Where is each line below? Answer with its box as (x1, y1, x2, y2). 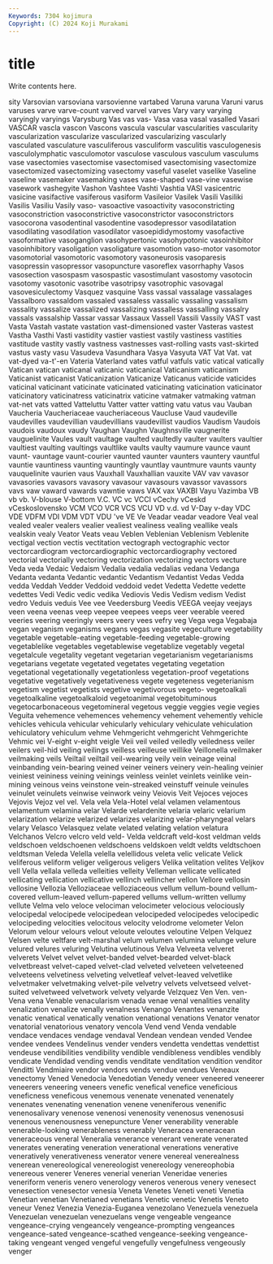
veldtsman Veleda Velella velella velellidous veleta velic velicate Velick (8, 849, 244, 859)
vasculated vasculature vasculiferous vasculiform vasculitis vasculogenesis (8, 140, 262, 150)
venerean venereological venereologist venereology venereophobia (8, 1160, 235, 1170)
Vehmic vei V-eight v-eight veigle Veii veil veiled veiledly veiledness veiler (8, 737, 255, 747)
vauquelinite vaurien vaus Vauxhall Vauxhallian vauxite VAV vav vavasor (8, 469, 249, 478)
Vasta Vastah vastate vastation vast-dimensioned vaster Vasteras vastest (8, 322, 254, 332)
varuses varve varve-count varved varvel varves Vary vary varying (8, 106, 232, 116)
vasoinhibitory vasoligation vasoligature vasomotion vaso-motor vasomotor (8, 244, 262, 254)
